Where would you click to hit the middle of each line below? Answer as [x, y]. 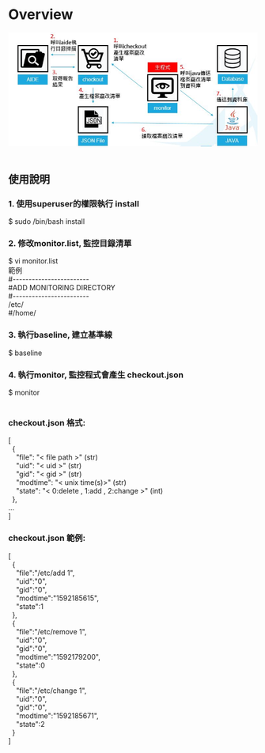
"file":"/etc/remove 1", [51, 631]
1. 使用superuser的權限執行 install [74, 203]
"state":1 [29, 606]
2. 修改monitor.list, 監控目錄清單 [70, 243]
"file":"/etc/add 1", [45, 573]
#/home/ [23, 313]
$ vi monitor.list [33, 261]
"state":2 [30, 724]
